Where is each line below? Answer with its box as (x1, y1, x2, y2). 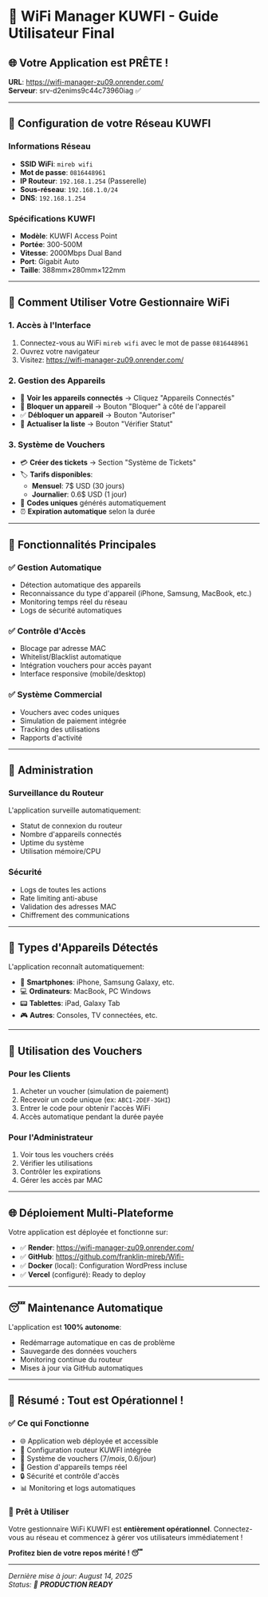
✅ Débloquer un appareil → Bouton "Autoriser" (19, 409, 175, 419)
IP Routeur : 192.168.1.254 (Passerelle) (19, 176, 148, 186)
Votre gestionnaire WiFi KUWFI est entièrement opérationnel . (8, 1523, 212, 1534)
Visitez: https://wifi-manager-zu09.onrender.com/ (19, 355, 184, 365)
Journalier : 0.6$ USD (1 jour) (31, 489, 128, 499)
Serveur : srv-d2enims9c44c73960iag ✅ (8, 86, 142, 95)
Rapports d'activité (19, 733, 82, 742)
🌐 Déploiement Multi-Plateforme (8, 1206, 174, 1220)
